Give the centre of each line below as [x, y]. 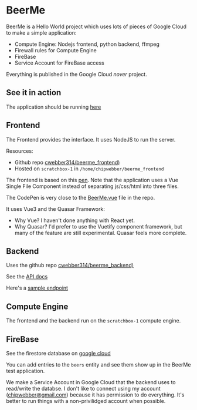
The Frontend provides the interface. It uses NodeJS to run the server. [91, 139]
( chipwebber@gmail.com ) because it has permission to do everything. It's [95, 395]
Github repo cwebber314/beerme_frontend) [67, 162]
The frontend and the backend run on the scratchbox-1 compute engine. [94, 321]
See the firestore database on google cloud [59, 353]
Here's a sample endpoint [37, 288]
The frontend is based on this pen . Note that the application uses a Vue [92, 180]
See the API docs [27, 277]
